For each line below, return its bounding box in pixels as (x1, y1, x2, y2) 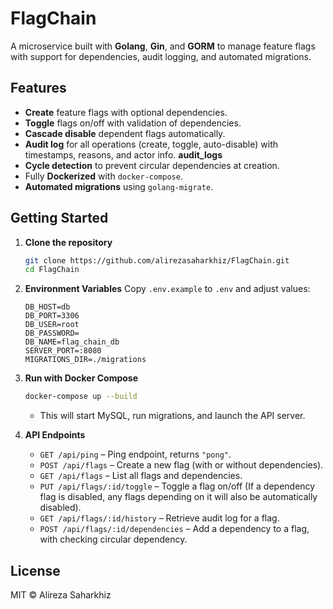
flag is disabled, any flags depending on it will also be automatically (39, 491, 318, 503)
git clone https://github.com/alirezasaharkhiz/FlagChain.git (24, 255, 290, 266)
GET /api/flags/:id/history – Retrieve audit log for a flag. (39, 512, 280, 524)
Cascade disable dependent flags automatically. (24, 127, 226, 139)
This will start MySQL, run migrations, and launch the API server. (39, 410, 306, 422)
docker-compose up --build (24, 392, 138, 402)
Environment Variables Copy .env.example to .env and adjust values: (24, 283, 311, 295)
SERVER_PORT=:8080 (24, 346, 102, 356)
